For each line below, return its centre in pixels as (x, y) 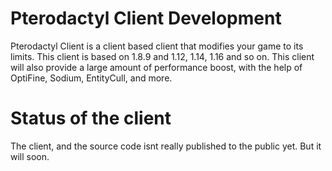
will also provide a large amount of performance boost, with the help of (156, 67)
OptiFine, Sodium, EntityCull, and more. (91, 78)
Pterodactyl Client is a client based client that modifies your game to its (157, 46)
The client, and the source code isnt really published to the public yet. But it (166, 146)
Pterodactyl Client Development (146, 18)
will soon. (30, 156)
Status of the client (91, 118)
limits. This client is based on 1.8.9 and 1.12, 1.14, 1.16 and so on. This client (162, 56)
